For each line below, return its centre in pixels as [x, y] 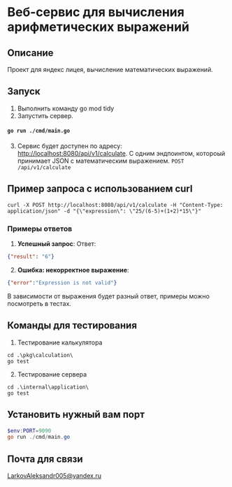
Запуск [24, 92]
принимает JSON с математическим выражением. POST [101, 161]
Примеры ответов [40, 228]
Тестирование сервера [52, 374]
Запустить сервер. [45, 115]
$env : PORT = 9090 [29, 430]
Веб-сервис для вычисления [96, 12]
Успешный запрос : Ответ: [57, 244]
